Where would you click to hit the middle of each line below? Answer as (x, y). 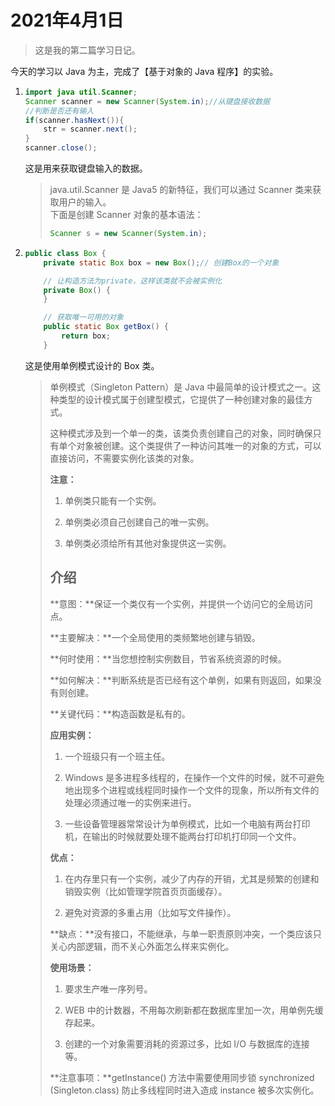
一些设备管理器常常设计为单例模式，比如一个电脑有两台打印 (187, 823)
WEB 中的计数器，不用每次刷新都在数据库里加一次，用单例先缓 (194, 1010)
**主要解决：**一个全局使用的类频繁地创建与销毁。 (155, 637)
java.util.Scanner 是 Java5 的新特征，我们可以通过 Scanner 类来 (181, 190)
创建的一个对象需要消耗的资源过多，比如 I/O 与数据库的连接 (187, 1043)
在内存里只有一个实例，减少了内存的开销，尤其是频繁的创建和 (192, 878)
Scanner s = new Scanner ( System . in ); (128, 234)
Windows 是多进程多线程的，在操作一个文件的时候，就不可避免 (194, 777)
